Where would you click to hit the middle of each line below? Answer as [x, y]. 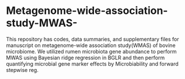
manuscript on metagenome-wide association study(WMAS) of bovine [91, 45]
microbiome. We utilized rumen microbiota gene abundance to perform [91, 51]
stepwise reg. [22, 70]
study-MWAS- [42, 23]
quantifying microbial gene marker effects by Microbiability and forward [92, 64]
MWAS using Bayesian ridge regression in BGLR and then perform [85, 58]
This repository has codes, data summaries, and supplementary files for [92, 39]
